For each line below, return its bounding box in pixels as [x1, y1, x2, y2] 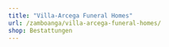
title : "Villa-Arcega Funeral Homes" [8, 11, 133, 20]
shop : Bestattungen [8, 26, 73, 34]
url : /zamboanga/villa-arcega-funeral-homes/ [8, 19, 161, 27]
